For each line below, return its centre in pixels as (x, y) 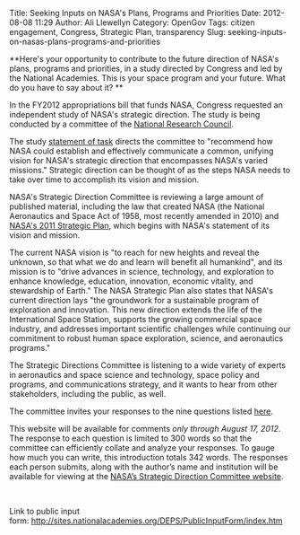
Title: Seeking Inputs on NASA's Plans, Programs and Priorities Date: (135, 13)
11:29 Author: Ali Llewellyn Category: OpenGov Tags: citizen (145, 22)
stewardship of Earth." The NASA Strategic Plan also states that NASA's (141, 290)
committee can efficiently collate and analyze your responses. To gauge (142, 447)
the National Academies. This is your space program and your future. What (148, 78)
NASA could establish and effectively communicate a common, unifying (141, 151)
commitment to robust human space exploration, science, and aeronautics (146, 338)
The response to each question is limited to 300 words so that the (131, 438)
